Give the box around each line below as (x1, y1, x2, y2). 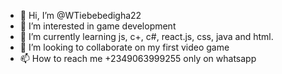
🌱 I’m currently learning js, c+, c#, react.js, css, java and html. (19, 31, 274, 42)
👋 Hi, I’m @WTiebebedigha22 (19, 10, 142, 21)
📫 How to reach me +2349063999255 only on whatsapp (19, 53, 257, 64)
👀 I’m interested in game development (19, 20, 177, 32)
